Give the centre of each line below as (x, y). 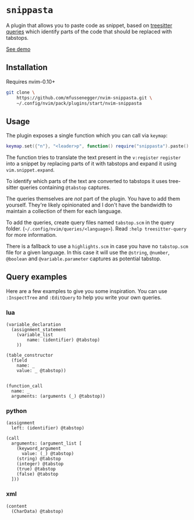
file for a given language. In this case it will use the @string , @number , (88, 253)
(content (17, 506)
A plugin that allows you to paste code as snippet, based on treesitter (89, 25)
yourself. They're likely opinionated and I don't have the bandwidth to (89, 205)
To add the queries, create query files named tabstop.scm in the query (90, 223)
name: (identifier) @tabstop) (64, 340)
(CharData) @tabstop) (38, 511)
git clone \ (20, 92)
